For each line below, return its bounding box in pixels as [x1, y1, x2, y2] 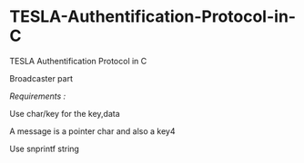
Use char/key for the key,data [9, 108, 120, 119]
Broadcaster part [9, 72, 74, 83]
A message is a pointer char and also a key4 [9, 125, 176, 137]
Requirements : [9, 91, 66, 101]
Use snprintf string [9, 143, 80, 154]
